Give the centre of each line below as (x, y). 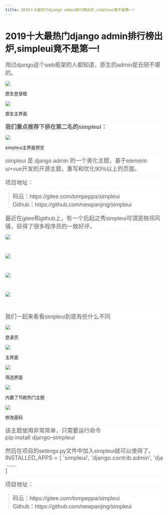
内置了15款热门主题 (25, 397)
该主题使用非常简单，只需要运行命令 (53, 430)
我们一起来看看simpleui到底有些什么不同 (58, 317)
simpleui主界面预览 (25, 147)
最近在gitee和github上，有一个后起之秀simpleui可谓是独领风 (83, 218)
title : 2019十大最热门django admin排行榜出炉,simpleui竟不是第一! (70, 10)
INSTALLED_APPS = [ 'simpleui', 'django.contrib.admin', (79, 458)
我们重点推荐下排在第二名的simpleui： (56, 127)
